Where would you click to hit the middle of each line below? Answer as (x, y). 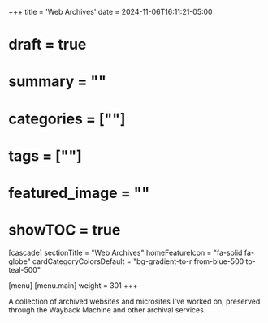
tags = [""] (45, 155)
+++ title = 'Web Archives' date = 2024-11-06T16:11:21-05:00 (110, 12)
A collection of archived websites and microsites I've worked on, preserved (134, 301)
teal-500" (24, 269)
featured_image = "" (79, 193)
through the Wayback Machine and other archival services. (107, 310)
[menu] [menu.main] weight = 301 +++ (73, 285)
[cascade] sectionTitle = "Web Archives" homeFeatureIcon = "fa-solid (125, 252)
